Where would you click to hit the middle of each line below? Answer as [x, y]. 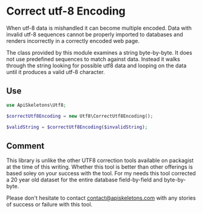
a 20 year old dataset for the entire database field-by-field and [84, 180]
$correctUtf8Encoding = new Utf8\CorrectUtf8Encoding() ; [80, 116]
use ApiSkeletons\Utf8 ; [36, 105]
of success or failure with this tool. [49, 205]
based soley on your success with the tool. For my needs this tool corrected [101, 174]
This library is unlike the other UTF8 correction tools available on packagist [100, 161]
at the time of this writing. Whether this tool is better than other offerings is [99, 167]
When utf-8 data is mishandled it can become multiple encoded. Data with [99, 28]
